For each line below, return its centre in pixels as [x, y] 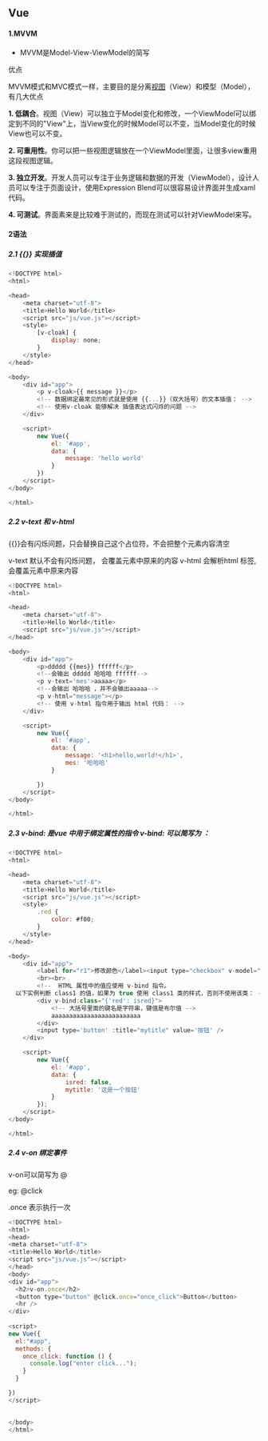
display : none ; [76, 340]
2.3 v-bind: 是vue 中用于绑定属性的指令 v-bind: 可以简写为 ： [109, 833]
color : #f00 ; [72, 919]
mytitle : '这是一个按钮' [103, 1090]
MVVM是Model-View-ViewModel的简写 [85, 52]
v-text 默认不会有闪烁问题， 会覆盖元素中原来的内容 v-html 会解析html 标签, [132, 560]
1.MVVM [23, 33]
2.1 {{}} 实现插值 [35, 254]
